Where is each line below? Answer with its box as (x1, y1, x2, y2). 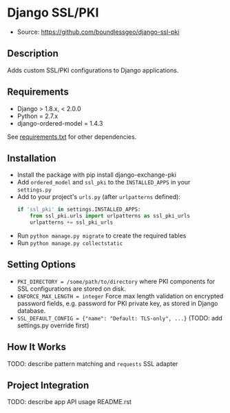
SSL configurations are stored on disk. (17, 285, 126, 293)
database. (17, 306, 46, 315)
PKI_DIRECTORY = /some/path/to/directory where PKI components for (17, 277, 216, 285)
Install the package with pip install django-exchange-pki (17, 171, 177, 179)
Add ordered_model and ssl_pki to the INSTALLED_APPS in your (17, 178, 191, 186)
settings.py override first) (17, 321, 90, 329)
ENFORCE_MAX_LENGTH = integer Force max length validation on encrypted (17, 291, 224, 300)
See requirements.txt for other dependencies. (7, 133, 137, 141)
